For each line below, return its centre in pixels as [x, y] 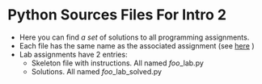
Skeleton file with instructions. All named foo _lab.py [117, 63]
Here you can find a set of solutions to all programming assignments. [134, 37]
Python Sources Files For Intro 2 [117, 15]
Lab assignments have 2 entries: [73, 54]
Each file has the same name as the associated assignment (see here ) [137, 45]
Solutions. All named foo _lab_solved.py [97, 71]
